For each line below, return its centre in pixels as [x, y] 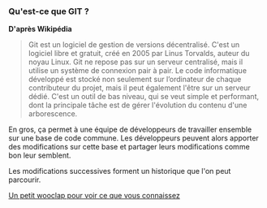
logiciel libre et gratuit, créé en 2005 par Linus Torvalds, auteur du [139, 54]
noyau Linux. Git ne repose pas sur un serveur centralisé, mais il [136, 62]
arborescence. [53, 114]
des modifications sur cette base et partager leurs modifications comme [129, 147]
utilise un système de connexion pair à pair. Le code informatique [138, 71]
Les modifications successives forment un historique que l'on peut [120, 171]
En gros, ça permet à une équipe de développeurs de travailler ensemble [130, 130]
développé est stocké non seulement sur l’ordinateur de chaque [135, 80]
